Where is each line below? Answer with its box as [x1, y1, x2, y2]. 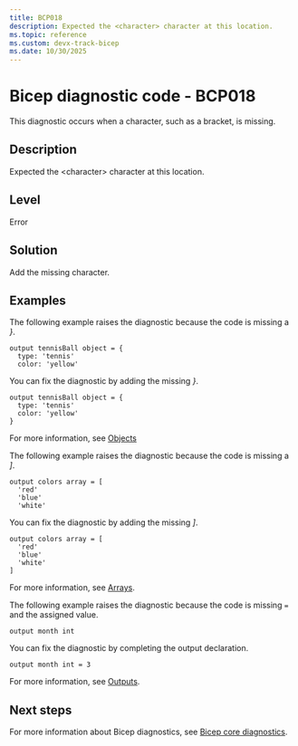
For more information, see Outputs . [9, 676, 140, 687]
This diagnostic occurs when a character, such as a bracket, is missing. [9, 116, 276, 127]
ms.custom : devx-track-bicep [9, 38, 120, 48]
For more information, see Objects [9, 433, 138, 444]
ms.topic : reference [9, 30, 88, 39]
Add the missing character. [9, 266, 111, 277]
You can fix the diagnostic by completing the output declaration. [9, 643, 249, 654]
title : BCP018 [9, 13, 63, 23]
